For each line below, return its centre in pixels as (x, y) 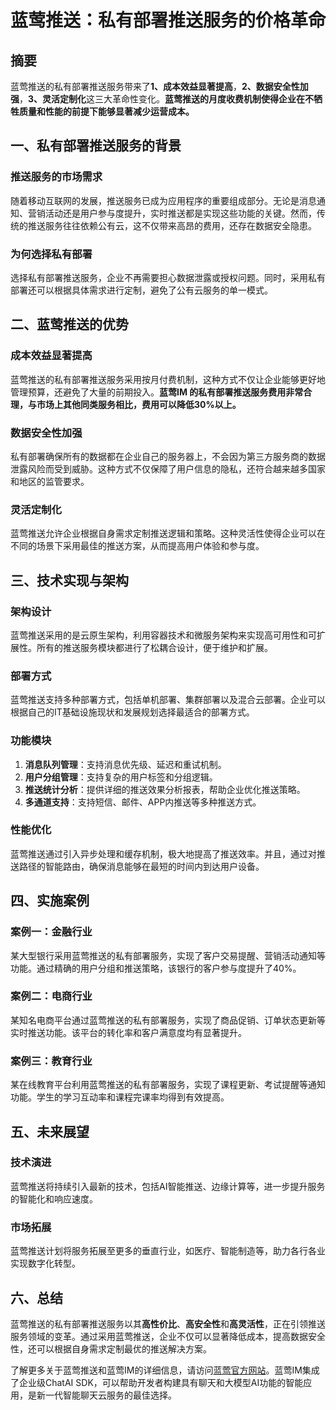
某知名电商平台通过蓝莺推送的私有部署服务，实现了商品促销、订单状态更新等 (168, 1020)
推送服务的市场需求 (56, 177)
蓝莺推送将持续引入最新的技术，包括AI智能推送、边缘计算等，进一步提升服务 (168, 1186)
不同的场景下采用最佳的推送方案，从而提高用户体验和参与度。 (137, 546)
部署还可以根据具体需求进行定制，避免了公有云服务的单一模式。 (141, 290)
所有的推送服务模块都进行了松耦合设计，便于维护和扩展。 (154, 647)
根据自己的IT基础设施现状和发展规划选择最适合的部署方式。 (132, 712)
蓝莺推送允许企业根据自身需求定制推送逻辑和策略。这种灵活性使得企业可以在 (168, 533)
